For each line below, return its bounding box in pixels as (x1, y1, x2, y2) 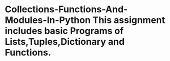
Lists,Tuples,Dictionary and (5, 36, 125, 48)
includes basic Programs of (5, 25, 124, 37)
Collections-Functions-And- (5, 4, 128, 15)
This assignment (92, 14, 165, 26)
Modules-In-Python (5, 14, 91, 26)
